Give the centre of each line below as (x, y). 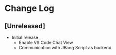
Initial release (25, 37)
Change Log (29, 8)
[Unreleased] (25, 26)
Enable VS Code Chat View (46, 43)
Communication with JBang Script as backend (65, 48)
